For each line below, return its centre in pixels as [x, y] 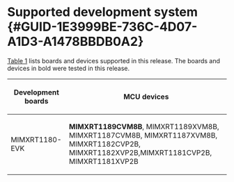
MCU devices [146, 97]
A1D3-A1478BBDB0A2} [76, 42]
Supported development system [103, 12]
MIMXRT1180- [36, 140]
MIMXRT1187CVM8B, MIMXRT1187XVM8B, [143, 135]
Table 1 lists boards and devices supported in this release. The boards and [114, 60]
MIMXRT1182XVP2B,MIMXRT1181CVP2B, [140, 152]
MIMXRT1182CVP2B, [105, 144]
